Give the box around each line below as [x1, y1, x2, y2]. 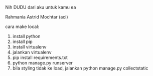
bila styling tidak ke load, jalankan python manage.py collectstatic [12, 65, 148, 71]
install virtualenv [12, 44, 47, 49]
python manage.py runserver [12, 60, 73, 65]
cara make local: [5, 23, 39, 29]
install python [12, 33, 41, 39]
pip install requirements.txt [12, 54, 68, 60]
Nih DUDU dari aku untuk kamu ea [5, 4, 76, 10]
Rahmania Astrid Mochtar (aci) [5, 14, 69, 19]
